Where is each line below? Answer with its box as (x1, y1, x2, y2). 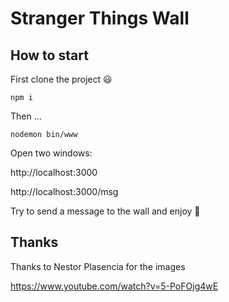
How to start (10, 47, 89, 64)
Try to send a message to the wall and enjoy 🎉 (10, 205, 201, 217)
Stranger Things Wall (10, 7, 190, 30)
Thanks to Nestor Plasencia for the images (10, 260, 186, 272)
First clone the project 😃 (10, 73, 113, 85)
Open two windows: (10, 147, 93, 159)
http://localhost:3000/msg (10, 186, 119, 197)
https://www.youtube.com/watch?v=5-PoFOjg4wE (10, 280, 219, 292)
